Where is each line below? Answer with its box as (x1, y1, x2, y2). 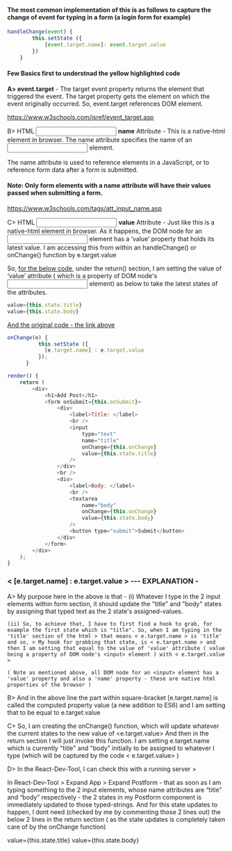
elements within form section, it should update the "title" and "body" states (7, 599, 222, 608)
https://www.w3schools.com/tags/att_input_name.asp (7, 204, 162, 212)
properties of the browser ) (7, 681, 92, 688)
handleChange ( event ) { (7, 29, 73, 35)
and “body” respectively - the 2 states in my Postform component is (7, 793, 202, 801)
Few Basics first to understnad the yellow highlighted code (7, 70, 181, 78)
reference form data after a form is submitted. (7, 165, 138, 174)
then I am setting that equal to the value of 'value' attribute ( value (7, 645, 226, 651)
